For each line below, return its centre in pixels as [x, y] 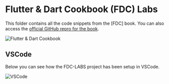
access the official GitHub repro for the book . [52, 28]
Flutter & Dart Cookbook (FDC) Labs [81, 9]
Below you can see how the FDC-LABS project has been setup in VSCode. [82, 66]
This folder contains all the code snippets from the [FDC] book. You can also [85, 23]
